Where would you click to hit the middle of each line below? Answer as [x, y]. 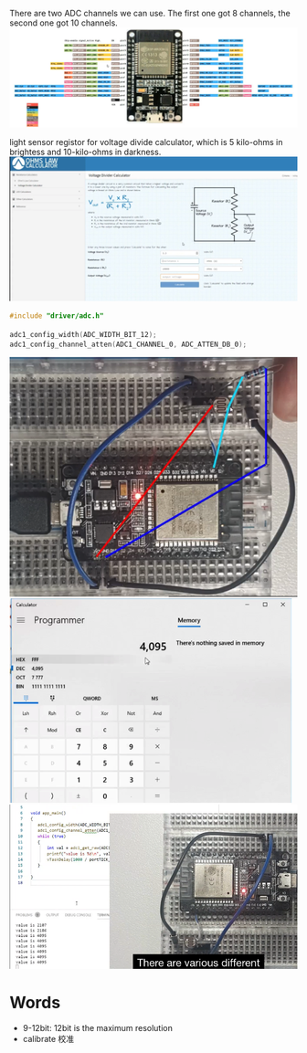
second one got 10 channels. [64, 23]
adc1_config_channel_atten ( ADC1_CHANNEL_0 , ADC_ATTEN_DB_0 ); [128, 345]
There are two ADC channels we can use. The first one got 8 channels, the [150, 13]
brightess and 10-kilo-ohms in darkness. [85, 152]
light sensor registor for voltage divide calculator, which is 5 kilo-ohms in [146, 142]
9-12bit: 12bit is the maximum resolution [98, 1027]
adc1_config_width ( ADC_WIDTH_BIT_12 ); [83, 335]
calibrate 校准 [48, 1038]
